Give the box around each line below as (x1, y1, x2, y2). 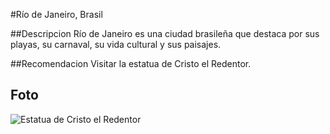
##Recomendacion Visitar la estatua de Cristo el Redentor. (10, 58, 252, 69)
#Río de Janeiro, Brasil (10, 9, 103, 20)
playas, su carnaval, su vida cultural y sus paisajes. (10, 39, 222, 50)
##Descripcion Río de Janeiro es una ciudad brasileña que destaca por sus (10, 28, 320, 39)
